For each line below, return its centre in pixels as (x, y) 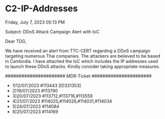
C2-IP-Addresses (41, 9)
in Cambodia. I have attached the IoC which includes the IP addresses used (82, 61)
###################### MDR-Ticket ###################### (78, 76)
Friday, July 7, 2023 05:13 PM (35, 22)
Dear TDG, (16, 41)
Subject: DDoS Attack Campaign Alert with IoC (52, 31)
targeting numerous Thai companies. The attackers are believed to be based (83, 56)
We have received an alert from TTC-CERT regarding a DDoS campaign (78, 51)
